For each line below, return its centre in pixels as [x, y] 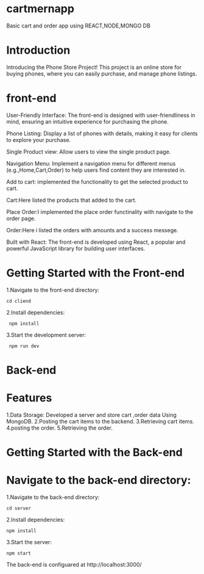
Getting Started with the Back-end [94, 452]
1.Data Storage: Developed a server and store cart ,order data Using [91, 415]
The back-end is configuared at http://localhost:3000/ [74, 565]
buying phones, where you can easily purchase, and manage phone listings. [102, 73]
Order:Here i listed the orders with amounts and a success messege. [92, 230]
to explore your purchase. [39, 140]
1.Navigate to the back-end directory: [53, 497]
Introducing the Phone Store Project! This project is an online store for [94, 67]
